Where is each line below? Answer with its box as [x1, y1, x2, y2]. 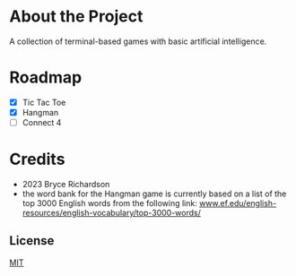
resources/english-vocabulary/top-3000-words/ [22, 208, 202, 218]
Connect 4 [22, 117, 62, 127]
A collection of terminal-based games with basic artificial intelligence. [9, 36, 267, 47]
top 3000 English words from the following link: [22, 198, 197, 208]
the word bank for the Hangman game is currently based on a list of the [22, 188, 287, 199]
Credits [9, 150, 65, 169]
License [9, 233, 55, 248]
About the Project [9, 6, 144, 27]
